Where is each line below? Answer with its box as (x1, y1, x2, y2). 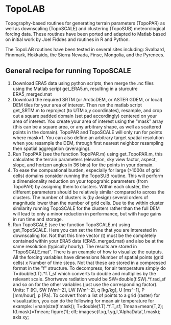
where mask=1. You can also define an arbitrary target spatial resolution (12, 134, 164, 141)
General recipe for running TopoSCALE (5, 67, 131, 75)
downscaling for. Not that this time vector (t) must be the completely (12, 232, 157, 239)
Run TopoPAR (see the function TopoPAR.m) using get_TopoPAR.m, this (12, 150, 163, 157)
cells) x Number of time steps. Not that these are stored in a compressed (12, 259, 166, 266)
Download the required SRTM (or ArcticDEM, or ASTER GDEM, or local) (12, 96, 163, 102)
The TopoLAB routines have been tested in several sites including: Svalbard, (5, 46, 165, 52)
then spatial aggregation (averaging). (12, 145, 91, 151)
